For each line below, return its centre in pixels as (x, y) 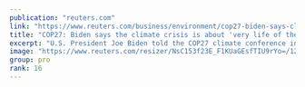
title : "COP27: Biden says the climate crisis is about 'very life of (146, 34)
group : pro (30, 60)
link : (20, 26)
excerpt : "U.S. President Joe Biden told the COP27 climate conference (148, 43)
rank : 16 (26, 69)
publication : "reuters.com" (63, 18)
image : (22, 52)
